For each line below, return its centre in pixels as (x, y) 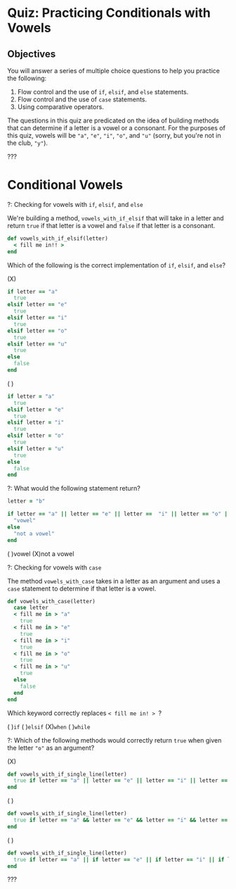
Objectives (32, 54)
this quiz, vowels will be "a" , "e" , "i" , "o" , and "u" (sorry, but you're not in (114, 135)
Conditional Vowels (65, 185)
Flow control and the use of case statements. (82, 99)
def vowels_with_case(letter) (52, 601)
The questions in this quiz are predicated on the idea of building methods (113, 120)
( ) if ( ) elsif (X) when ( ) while (49, 726)
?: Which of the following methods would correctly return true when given (114, 740)
